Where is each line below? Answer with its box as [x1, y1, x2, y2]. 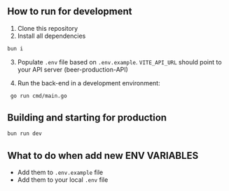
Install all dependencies [17, 31, 86, 40]
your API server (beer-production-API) [17, 65, 128, 73]
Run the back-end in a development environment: [17, 78, 160, 87]
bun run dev [7, 130, 42, 137]
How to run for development [7, 6, 132, 17]
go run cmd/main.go [10, 92, 68, 99]
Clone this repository [17, 24, 78, 32]
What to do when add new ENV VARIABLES [7, 150, 199, 162]
